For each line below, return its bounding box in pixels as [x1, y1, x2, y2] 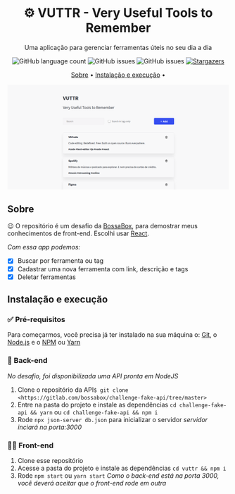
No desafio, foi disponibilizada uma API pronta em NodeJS [7, 371, 179, 380]
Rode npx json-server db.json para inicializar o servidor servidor [17, 415, 208, 424]
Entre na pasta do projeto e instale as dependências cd [17, 400, 177, 409]
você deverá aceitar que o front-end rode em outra [17, 478, 167, 487]
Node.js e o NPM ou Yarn [7, 338, 81, 347]
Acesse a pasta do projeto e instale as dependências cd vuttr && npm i [17, 464, 227, 472]
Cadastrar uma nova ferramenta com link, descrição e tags [17, 264, 189, 273]
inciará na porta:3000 [17, 423, 82, 431]
